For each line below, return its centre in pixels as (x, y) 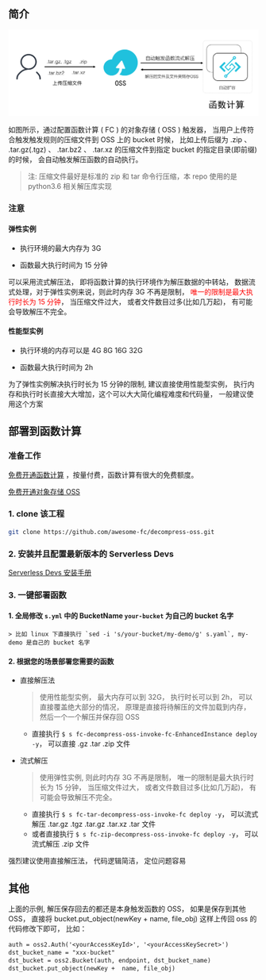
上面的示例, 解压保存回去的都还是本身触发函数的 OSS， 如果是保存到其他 (127, 909)
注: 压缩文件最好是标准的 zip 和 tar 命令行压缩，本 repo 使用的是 (133, 176)
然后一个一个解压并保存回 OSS (90, 717)
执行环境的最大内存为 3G (60, 248)
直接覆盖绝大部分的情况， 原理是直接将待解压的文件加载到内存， (145, 707)
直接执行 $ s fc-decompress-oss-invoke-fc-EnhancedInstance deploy (145, 734)
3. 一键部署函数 (38, 595)
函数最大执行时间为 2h (56, 367)
